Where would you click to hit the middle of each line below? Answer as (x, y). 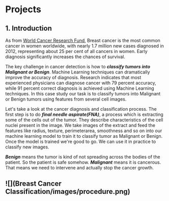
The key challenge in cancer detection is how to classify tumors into (78, 67)
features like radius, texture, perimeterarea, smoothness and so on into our (84, 131)
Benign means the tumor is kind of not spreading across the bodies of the (83, 157)
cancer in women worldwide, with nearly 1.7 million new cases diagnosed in (84, 46)
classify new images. (27, 147)
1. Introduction (29, 28)
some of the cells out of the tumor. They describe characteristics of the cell (84, 120)
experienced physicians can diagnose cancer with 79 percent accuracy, (81, 83)
